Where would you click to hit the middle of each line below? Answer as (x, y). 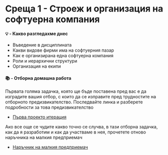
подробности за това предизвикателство (49, 107)
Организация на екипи (37, 66)
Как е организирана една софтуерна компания (63, 56)
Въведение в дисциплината (42, 45)
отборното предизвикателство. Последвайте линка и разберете (74, 102)
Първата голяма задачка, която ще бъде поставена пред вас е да (76, 91)
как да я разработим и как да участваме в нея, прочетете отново (76, 132)
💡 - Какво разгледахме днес (37, 34)
